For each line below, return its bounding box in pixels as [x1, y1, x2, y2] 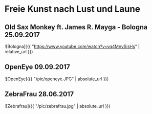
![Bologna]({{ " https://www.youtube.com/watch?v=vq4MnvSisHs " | [4, 44, 140, 49]
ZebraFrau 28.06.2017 [4, 90, 74, 98]
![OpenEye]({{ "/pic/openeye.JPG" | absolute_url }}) [4, 76, 109, 82]
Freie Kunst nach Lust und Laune [4, 3, 140, 15]
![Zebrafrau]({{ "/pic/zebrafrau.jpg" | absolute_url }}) [4, 103, 110, 109]
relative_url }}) [4, 49, 33, 54]
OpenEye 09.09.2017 [4, 63, 70, 71]
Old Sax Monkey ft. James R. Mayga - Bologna [4, 23, 148, 31]
